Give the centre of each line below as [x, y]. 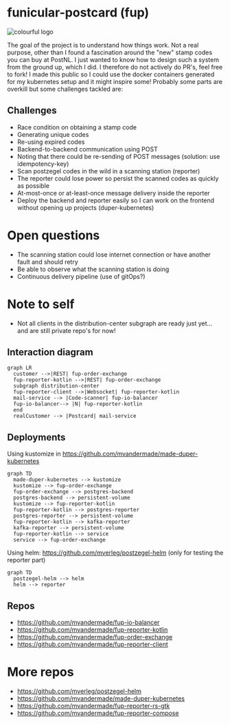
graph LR [20, 368]
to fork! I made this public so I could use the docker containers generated [111, 74]
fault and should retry [48, 262]
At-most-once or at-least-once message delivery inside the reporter [114, 193]
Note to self [41, 304]
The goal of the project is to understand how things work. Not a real [103, 45]
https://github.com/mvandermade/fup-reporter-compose [98, 713]
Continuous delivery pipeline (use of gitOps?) [81, 276]
